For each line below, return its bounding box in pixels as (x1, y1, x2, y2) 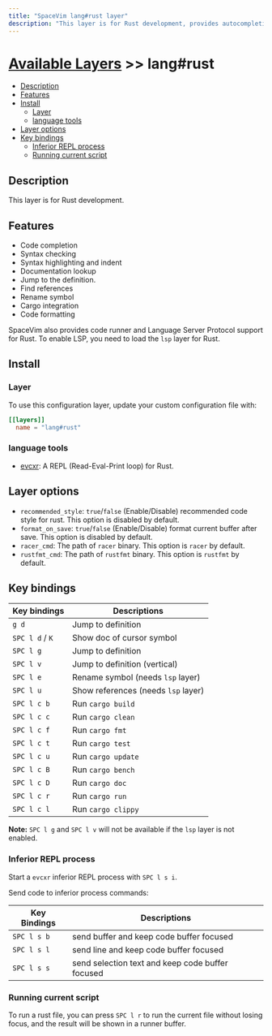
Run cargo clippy (71, 804, 139, 815)
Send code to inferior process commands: (8, 887, 149, 897)
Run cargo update (71, 751, 139, 762)
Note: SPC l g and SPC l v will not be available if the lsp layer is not (8, 825, 235, 835)
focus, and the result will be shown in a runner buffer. (8, 1019, 186, 1029)
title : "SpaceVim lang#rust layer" (8, 11, 129, 20)
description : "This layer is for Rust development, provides (8, 19, 219, 28)
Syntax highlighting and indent (19, 257, 122, 268)
